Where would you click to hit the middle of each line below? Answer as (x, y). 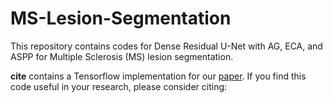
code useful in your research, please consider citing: (119, 86)
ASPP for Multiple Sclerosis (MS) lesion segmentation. (122, 56)
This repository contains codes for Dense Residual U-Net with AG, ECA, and (166, 46)
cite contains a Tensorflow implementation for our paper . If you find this (158, 76)
